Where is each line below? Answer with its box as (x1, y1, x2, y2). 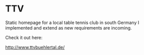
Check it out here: (5, 34, 43, 40)
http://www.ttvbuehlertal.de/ (5, 44, 65, 50)
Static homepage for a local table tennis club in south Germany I (5, 19, 139, 25)
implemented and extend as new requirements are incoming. (5, 24, 132, 30)
